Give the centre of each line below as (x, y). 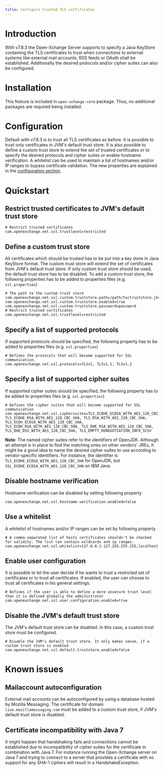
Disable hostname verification (52, 481)
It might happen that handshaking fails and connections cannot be (72, 742)
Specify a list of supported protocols (62, 330)
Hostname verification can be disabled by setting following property (73, 493)
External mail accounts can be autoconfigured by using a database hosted (80, 699)
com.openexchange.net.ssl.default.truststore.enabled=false (68, 650)
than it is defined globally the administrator (54, 597)
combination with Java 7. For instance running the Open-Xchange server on (81, 752)
